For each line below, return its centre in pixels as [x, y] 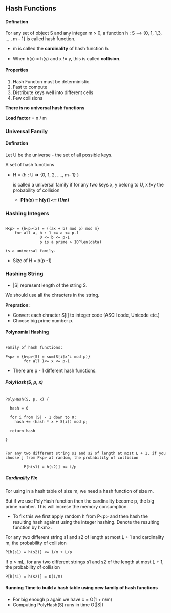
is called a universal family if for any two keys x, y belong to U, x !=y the [88, 184]
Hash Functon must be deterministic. [51, 81]
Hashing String [24, 274]
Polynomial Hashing [27, 332]
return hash [23, 431]
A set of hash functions [30, 164]
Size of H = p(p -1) [32, 261]
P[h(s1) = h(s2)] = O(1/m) [34, 577]
